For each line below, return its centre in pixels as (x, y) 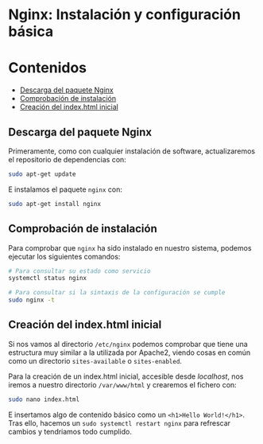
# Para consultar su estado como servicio (79, 271)
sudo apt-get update (43, 174)
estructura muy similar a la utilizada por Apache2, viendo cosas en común (130, 352)
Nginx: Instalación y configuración (124, 15)
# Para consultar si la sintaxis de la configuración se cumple (117, 293)
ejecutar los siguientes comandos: (64, 256)
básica (31, 31)
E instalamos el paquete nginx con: (66, 189)
